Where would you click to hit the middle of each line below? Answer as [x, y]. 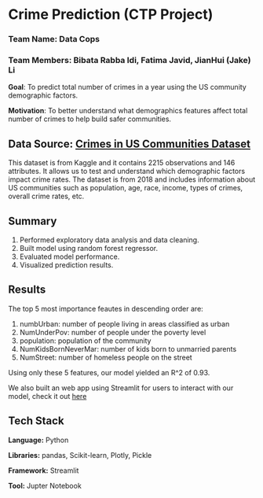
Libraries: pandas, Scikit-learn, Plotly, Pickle [80, 455]
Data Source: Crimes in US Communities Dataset [130, 144]
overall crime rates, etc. [46, 196]
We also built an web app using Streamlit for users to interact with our [121, 388]
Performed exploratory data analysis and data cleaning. [109, 240]
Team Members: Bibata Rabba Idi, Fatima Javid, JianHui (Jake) [130, 61]
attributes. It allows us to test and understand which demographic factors [127, 172]
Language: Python [38, 440]
